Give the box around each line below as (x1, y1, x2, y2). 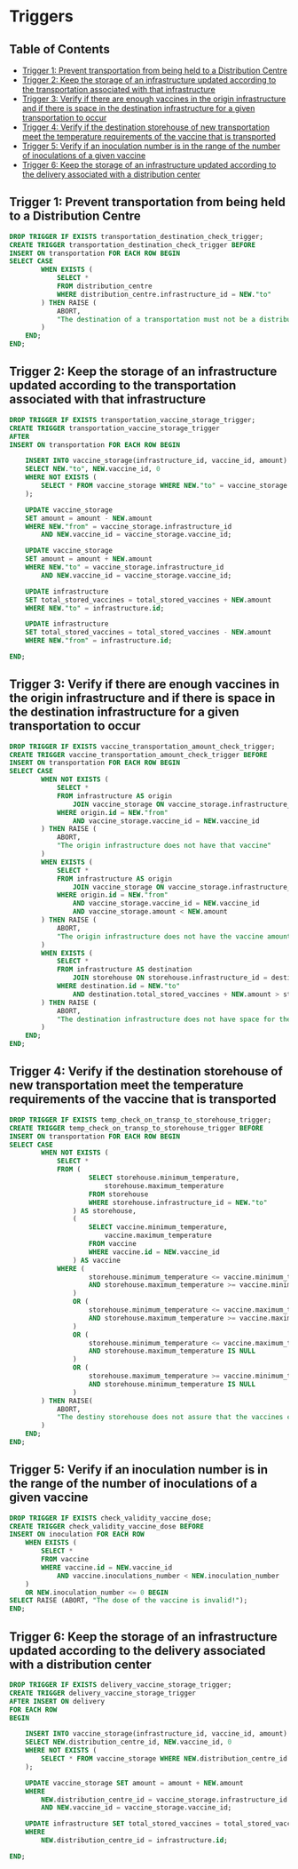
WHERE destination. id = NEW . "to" (56, 982, 180, 991)
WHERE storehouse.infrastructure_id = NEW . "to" (88, 1198, 268, 1207)
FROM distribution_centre (56, 282, 153, 291)
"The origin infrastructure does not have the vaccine (56, 931, 264, 941)
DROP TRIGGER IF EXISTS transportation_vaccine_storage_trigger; (9, 415, 255, 424)
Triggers (9, 6, 74, 27)
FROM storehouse (88, 1189, 149, 1199)
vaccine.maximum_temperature (104, 1231, 213, 1241)
